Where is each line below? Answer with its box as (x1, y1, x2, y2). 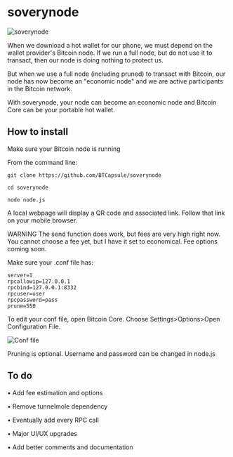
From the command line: (7, 158, 78, 166)
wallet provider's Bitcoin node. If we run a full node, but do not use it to (7, 48, 213, 57)
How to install (7, 126, 69, 138)
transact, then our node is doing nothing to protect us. (7, 55, 164, 64)
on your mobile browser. (7, 216, 78, 225)
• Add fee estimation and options (7, 388, 103, 397)
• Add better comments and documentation (7, 443, 133, 451)
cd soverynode (7, 184, 49, 191)
